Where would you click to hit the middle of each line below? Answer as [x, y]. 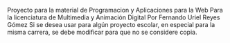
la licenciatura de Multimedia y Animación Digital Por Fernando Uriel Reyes [114, 17]
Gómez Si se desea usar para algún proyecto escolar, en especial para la [111, 25]
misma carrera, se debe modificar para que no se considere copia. [102, 32]
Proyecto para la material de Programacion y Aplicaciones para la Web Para [115, 10]
